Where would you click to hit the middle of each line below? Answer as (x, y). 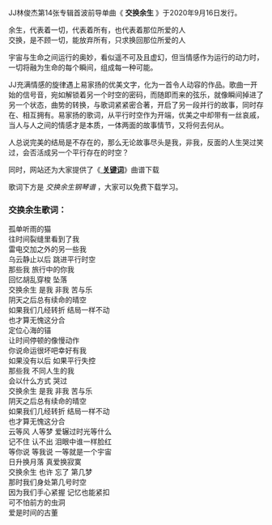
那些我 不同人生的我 (41, 371)
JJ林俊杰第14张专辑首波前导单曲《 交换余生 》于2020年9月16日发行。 (125, 13)
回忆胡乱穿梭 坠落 (38, 280)
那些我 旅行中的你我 (41, 270)
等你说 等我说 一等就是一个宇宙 (60, 452)
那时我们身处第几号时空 (47, 482)
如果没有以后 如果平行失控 (52, 361)
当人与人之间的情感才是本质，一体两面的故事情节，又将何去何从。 (118, 125)
